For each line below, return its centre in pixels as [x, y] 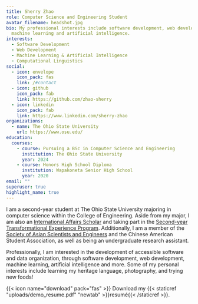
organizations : [25, 121]
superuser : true [26, 187]
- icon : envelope [33, 72]
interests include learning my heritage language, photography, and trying [95, 270]
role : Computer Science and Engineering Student [67, 17]
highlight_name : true [33, 192]
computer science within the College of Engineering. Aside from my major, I [98, 215]
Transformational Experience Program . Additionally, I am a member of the [95, 228]
